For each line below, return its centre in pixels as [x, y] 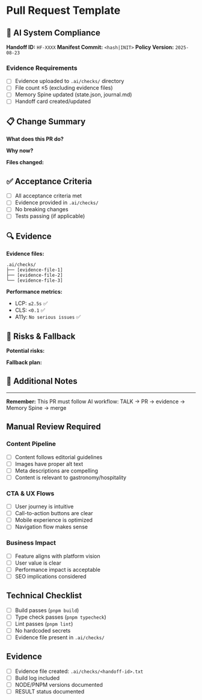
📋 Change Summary [46, 121]
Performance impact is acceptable [58, 569]
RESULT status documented [50, 692]
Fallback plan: [24, 362]
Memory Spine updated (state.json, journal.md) [73, 94]
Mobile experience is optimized [54, 520]
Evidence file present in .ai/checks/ [60, 637]
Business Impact [31, 543]
